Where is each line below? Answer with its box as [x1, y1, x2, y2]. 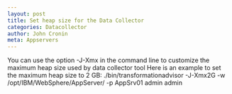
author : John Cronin [7, 30, 69, 37]
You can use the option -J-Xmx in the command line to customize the [7, 56, 210, 64]
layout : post [7, 10, 46, 18]
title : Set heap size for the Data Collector [7, 17, 144, 24]
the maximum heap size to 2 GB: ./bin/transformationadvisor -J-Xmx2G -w [7, 71, 226, 80]
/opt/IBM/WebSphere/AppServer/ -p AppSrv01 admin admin [7, 78, 183, 87]
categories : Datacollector [7, 23, 87, 30]
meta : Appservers [7, 37, 59, 44]
